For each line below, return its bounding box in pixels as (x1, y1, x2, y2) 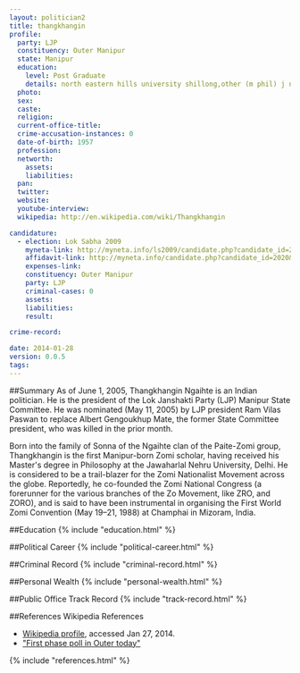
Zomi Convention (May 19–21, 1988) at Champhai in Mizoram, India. (9, 507, 256, 517)
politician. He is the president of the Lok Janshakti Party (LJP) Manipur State (9, 394, 291, 405)
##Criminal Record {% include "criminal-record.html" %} (9, 559, 219, 569)
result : (25, 312, 54, 321)
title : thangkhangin (9, 21, 87, 30)
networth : (17, 154, 54, 164)
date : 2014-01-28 (9, 344, 74, 353)
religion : (17, 113, 54, 122)
